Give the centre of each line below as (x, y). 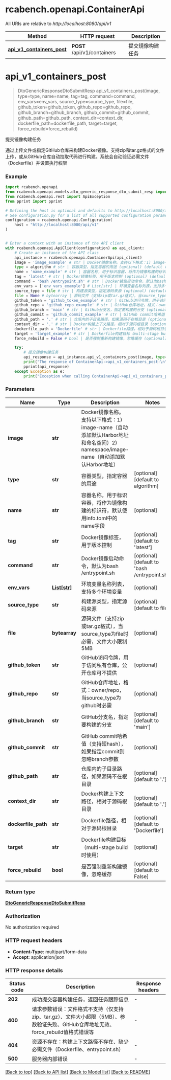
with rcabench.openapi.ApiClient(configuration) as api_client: (75, 248)
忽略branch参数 (100, 759)
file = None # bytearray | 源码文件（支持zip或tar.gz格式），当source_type (91, 296)
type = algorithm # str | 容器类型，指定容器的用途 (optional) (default (89, 267)
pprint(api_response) (47, 367)
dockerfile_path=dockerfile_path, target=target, (68, 123)
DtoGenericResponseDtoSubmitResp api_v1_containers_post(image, (89, 91)
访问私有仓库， (104, 665)
